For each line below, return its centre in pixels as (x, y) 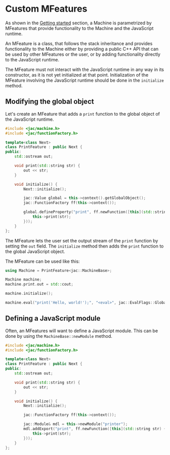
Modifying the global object (50, 102)
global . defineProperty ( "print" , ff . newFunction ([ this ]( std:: (89, 212)
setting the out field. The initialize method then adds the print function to (84, 246)
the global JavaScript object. (35, 251)
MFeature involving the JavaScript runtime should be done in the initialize (85, 80)
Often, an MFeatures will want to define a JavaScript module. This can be (82, 331)
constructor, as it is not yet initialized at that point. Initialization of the (77, 75)
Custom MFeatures (46, 9)
